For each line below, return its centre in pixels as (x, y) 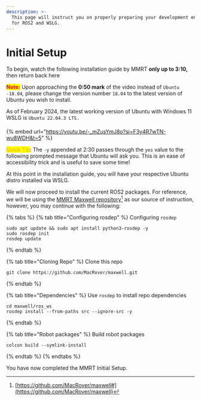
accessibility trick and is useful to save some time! (68, 162)
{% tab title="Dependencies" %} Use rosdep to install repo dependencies (96, 295)
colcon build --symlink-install (46, 345)
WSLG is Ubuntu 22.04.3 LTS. (43, 118)
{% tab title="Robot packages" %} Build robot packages (75, 334)
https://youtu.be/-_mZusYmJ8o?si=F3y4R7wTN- (106, 131)
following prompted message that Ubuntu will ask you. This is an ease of (96, 156)
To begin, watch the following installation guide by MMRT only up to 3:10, (97, 69)
